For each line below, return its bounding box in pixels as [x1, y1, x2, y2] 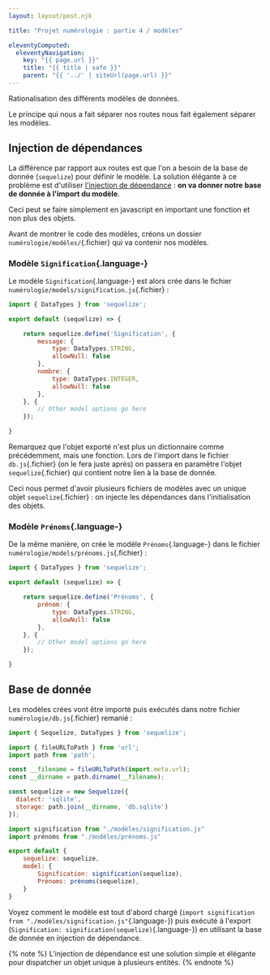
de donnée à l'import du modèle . [8, 188, 120, 199]
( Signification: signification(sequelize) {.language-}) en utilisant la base [8, 924, 262, 934]
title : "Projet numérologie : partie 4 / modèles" [8, 26, 183, 35]
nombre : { [37, 367, 71, 376]
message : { [37, 337, 75, 346]
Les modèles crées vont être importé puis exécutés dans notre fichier [8, 704, 241, 714]
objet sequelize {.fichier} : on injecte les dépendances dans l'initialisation [8, 492, 251, 502]
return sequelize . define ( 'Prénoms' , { [23, 593, 154, 601]
